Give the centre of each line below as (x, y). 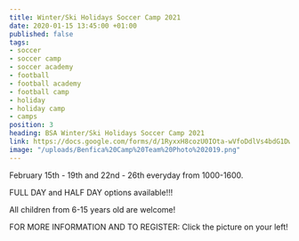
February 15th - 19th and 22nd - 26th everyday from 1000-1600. (126, 175)
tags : (19, 42)
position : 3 (31, 125)
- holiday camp (37, 108)
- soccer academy (41, 68)
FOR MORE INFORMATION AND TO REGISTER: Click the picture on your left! (149, 227)
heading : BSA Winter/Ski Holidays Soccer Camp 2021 (107, 133)
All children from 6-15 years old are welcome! (93, 209)
